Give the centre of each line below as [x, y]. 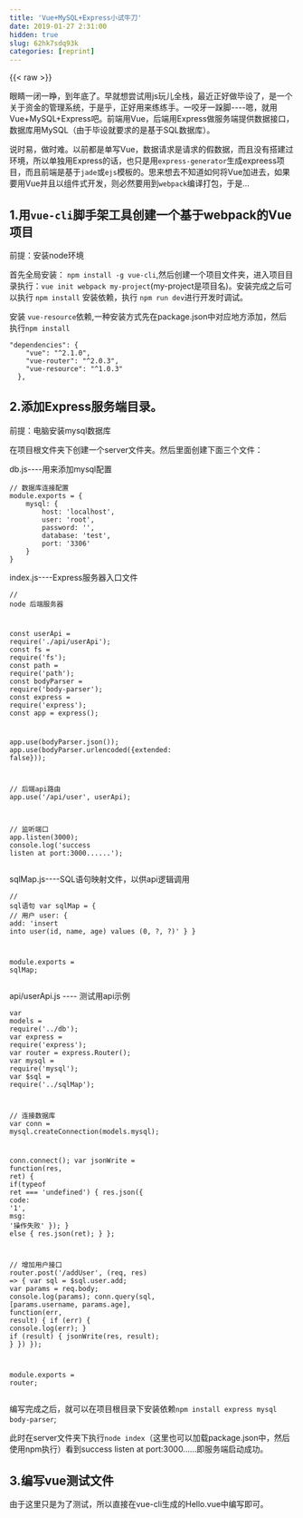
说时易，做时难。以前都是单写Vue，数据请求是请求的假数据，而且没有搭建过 [151, 150]
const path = [34, 665]
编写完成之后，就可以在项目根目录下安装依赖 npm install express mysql [143, 1409]
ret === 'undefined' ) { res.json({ [76, 1193]
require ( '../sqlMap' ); [52, 1084]
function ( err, [36, 1313]
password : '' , [68, 527]
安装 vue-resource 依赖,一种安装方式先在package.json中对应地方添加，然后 [148, 316]
